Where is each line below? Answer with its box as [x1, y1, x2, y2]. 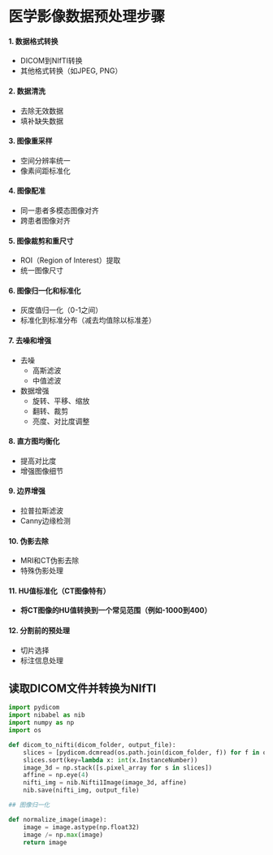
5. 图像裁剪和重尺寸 [8, 236, 74, 245]
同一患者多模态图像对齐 [19, 206, 99, 215]
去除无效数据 [19, 106, 63, 115]
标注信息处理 [19, 655, 63, 665]
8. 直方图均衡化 [8, 436, 60, 446]
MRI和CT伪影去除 [19, 556, 80, 566]
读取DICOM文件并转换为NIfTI [8, 682, 157, 696]
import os [8, 727, 42, 735]
